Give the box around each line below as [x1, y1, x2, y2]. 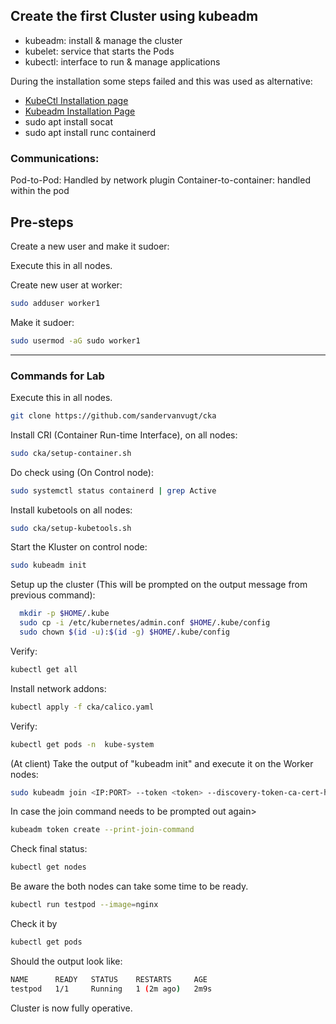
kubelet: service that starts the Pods [24, 45, 175, 57]
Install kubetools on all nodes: [10, 504, 133, 516]
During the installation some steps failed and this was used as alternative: [10, 75, 313, 87]
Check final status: [10, 843, 88, 855]
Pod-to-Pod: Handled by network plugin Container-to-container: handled [10, 174, 311, 186]
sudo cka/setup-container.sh [10, 448, 132, 458]
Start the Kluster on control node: [10, 541, 148, 553]
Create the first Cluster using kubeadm [10, 8, 259, 25]
